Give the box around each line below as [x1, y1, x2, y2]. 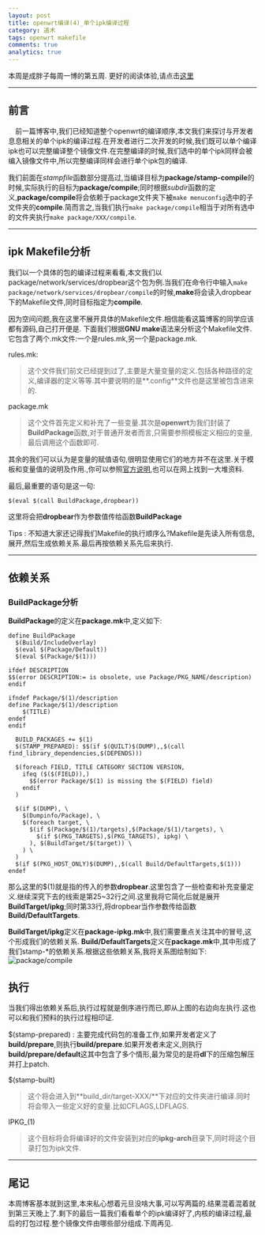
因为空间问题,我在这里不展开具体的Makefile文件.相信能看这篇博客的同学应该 [8, 314, 255, 323]
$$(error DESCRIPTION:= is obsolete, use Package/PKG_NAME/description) [8, 674, 252, 682]
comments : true [8, 41, 58, 49]
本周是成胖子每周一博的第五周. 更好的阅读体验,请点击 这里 [8, 71, 195, 80]
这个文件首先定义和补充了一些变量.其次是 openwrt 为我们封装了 [27, 417, 231, 427]
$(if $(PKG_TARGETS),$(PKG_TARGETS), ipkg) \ [36, 833, 189, 840]
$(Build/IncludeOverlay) [15, 639, 97, 647]
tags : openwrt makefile [8, 33, 87, 42]
